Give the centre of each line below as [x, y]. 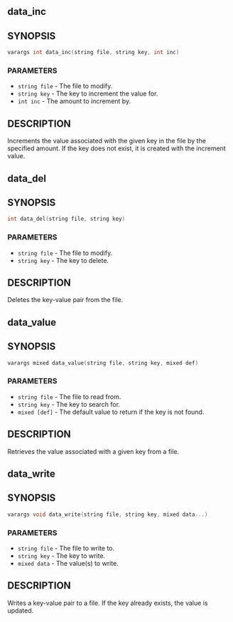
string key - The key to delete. [63, 260]
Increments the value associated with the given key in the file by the [107, 141]
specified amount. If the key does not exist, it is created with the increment [116, 148]
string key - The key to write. [61, 556]
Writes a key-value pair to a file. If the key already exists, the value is [108, 603]
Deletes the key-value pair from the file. [65, 300]
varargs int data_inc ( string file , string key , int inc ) [93, 53]
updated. [21, 610]
